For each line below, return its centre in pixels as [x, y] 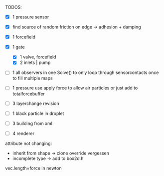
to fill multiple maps [33, 78]
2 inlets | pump [35, 62]
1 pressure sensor [31, 17]
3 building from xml [32, 123]
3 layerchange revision [36, 103]
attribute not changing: [29, 143]
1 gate [18, 47]
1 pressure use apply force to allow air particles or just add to [75, 88]
